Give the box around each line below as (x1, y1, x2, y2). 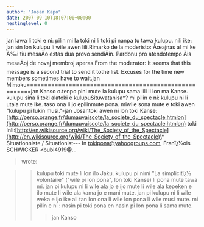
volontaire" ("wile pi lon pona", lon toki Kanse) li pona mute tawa (36, 176, 198, 184)
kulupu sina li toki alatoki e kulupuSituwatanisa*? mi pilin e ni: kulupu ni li (6, 94, 188, 101)
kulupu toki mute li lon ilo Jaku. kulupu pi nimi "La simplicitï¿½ (36, 170, 192, 177)
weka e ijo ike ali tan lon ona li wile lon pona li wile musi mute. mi (36, 196, 199, 203)
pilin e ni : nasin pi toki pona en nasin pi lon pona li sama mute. (36, 202, 193, 209)
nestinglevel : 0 (6, 20, 47, 26)
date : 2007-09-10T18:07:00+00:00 (6, 15, 91, 21)
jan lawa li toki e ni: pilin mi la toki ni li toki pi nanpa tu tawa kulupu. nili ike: (6, 37, 192, 45)
